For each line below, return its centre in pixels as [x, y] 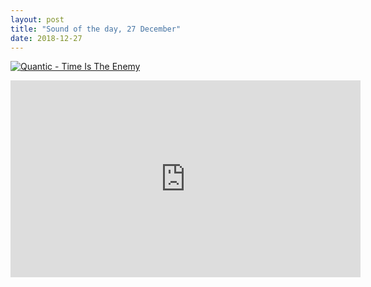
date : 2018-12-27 [46, 38]
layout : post [37, 19]
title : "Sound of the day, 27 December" [96, 29]
